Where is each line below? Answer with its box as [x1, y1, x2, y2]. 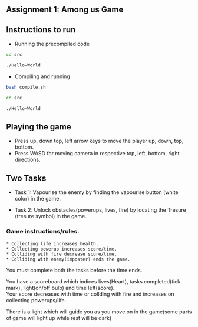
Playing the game [6, 122, 72, 132]
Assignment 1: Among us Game [6, 5, 124, 15]
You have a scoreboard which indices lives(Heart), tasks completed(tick [6, 278, 181, 285]
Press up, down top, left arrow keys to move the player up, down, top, [14, 138, 184, 145]
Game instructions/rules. [6, 228, 80, 236]
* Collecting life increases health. [6, 241, 99, 246]
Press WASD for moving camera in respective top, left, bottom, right [14, 150, 180, 157]
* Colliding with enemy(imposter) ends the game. [6, 256, 131, 262]
